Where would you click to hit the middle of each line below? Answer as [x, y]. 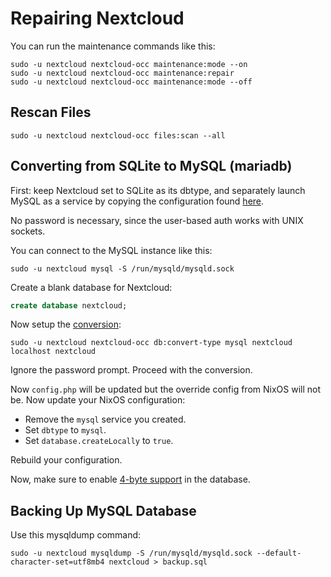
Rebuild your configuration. [66, 460]
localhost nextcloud [53, 352]
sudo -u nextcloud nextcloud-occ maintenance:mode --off [131, 82]
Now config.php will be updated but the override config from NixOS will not [166, 389]
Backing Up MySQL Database [103, 510]
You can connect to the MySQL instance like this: [111, 250]
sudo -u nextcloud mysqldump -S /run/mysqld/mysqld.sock [131, 553]
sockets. [28, 231]
